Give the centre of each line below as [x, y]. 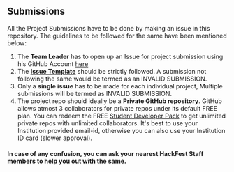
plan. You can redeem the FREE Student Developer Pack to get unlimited [121, 116]
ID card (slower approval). [55, 138]
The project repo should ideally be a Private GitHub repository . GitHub [119, 101]
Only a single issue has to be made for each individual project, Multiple [120, 86]
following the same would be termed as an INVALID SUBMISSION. [112, 79]
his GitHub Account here [53, 64]
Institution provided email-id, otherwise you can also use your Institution [121, 130]
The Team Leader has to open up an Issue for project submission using [120, 56]
